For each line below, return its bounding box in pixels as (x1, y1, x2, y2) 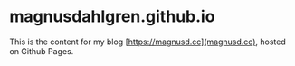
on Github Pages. (9, 45, 74, 56)
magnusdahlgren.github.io (9, 6, 215, 27)
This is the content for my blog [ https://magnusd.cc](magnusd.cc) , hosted (9, 36, 287, 47)
